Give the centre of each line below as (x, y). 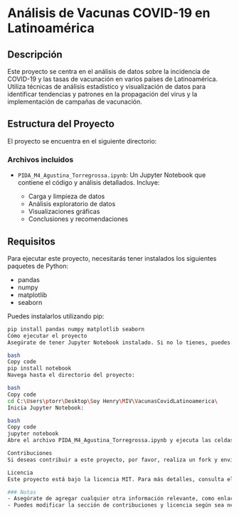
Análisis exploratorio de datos (72, 204)
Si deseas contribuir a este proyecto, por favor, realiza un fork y (113, 460)
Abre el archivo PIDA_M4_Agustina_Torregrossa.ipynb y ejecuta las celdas (121, 441)
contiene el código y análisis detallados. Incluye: (89, 183)
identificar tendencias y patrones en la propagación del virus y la (102, 94)
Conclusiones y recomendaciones (78, 219)
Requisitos (31, 241)
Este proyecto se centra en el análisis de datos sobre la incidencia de (108, 71)
